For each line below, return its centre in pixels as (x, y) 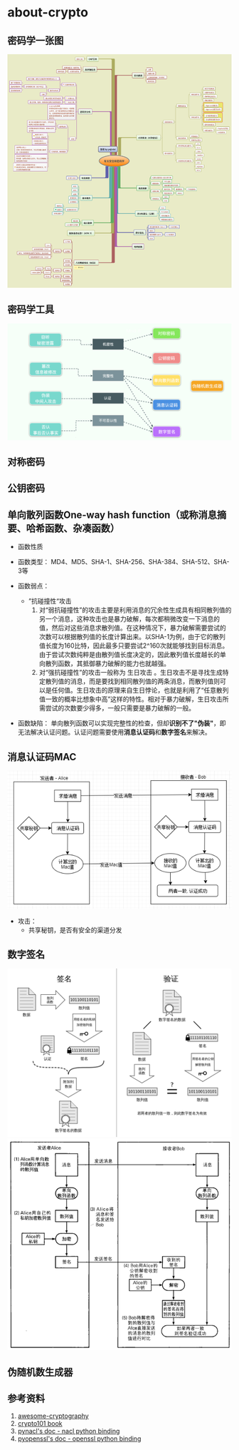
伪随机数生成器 (40, 1372)
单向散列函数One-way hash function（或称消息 (112, 515)
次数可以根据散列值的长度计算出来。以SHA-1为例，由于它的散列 (132, 637)
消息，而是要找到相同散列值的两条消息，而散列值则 (145, 681)
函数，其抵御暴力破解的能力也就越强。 (114, 663)
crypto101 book (40, 1424)
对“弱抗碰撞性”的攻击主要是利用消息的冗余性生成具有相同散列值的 (135, 610)
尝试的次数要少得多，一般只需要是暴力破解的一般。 (120, 708)
